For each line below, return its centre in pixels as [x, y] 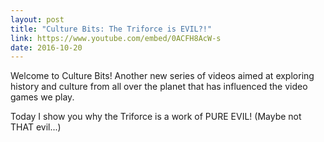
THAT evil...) [36, 127]
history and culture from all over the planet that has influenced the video [159, 87]
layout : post [37, 19]
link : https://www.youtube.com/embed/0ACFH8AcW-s [116, 38]
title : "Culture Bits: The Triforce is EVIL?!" [111, 29]
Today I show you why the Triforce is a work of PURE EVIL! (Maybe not [156, 117]
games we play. [42, 97]
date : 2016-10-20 [46, 47]
